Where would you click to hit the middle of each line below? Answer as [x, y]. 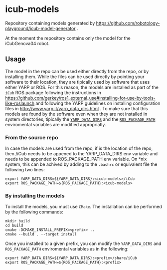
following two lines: [25, 170]
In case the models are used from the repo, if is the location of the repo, [79, 148]
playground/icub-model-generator [40, 28]
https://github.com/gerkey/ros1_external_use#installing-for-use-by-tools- [81, 98]
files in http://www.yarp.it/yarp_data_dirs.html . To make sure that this [77, 108]
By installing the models [35, 195]
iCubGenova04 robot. [27, 43]
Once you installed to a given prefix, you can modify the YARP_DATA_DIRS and [83, 243]
